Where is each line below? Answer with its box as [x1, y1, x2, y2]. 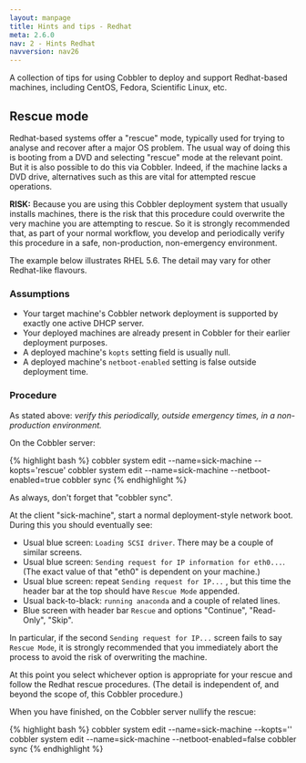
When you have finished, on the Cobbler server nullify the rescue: [9, 706, 257, 717]
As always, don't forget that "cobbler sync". [9, 491, 173, 502]
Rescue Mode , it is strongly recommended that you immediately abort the [9, 642, 279, 653]
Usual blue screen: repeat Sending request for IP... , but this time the [22, 575, 291, 586]
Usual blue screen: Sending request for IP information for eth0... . [22, 556, 285, 567]
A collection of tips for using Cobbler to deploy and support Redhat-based [9, 72, 289, 83]
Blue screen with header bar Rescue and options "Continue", [22, 604, 248, 615]
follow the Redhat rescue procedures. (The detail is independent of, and [9, 678, 280, 689]
